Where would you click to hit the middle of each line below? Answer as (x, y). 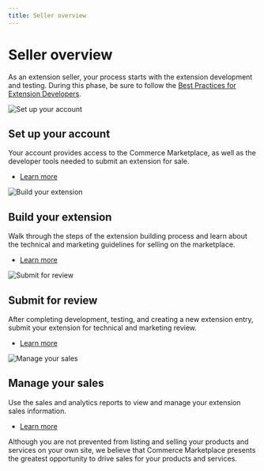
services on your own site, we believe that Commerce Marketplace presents (132, 450)
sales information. (38, 411)
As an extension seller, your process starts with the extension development (130, 77)
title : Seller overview (47, 15)
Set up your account (59, 134)
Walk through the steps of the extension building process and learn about (128, 236)
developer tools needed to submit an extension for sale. (99, 161)
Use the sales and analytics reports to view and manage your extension (124, 402)
